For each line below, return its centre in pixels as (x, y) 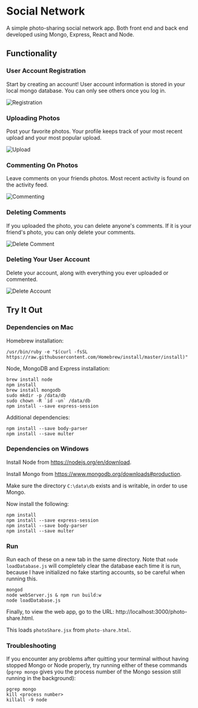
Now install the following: (38, 504)
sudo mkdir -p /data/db (36, 395)
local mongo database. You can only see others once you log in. (86, 90)
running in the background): (41, 678)
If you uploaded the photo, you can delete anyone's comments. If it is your (99, 225)
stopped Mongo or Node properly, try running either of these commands (97, 665)
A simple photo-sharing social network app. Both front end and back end (97, 28)
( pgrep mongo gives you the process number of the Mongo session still (94, 672)
